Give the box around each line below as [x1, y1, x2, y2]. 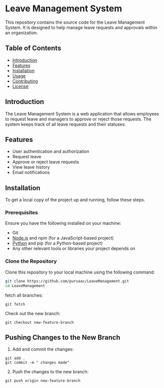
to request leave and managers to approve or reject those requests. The [5, 116, 152, 122]
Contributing [12, 78, 38, 84]
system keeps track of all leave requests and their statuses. [5, 121, 126, 127]
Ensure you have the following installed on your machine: [5, 220, 122, 226]
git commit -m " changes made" [5, 360, 70, 365]
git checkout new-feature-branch [5, 320, 74, 325]
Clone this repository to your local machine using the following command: [5, 269, 155, 275]
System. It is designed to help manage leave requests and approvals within [5, 24, 158, 30]
